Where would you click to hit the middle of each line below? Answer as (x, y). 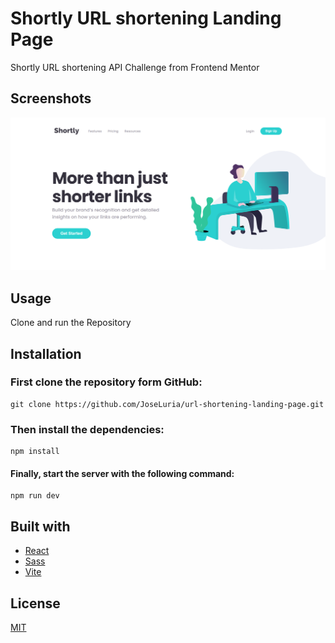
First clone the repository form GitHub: (106, 382)
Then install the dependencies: (87, 429)
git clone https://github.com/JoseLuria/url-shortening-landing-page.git (167, 404)
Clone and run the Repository (71, 323)
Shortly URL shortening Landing (146, 18)
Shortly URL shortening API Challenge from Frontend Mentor (135, 67)
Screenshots (51, 98)
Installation (46, 353)
